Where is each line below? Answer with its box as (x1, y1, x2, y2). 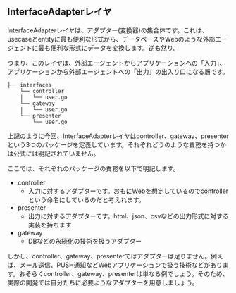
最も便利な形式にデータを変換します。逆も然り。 (37, 44, 180, 52)
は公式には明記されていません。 (7, 149, 100, 158)
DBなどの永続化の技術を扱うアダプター (27, 237, 142, 245)
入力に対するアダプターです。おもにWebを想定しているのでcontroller (27, 187, 229, 195)
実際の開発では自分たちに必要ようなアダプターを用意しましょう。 (7, 278, 199, 287)
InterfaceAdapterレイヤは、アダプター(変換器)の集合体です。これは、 (7, 26, 209, 35)
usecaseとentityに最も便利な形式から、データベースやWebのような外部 (7, 35, 216, 43)
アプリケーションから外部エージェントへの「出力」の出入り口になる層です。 (7, 67, 229, 75)
